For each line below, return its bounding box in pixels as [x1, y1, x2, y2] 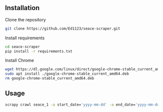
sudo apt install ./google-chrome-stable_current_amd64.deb [5, 71, 130, 77]
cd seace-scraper [5, 44, 40, 49]
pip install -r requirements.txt [5, 48, 73, 54]
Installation [5, 4, 40, 12]
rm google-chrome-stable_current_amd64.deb [5, 76, 95, 81]
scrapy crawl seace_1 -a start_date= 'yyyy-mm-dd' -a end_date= [5, 102, 136, 107]
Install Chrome [5, 58, 34, 64]
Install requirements [5, 35, 45, 41]
